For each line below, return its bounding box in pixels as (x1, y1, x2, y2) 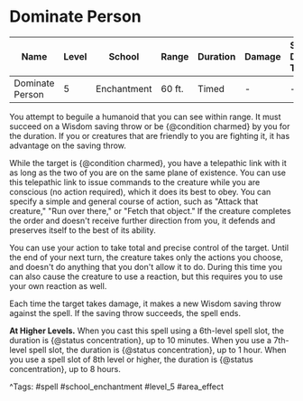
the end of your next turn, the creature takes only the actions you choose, (9, 251, 284, 263)
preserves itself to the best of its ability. (9, 224, 156, 236)
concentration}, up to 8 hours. (9, 363, 122, 374)
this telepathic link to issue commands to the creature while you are (9, 176, 261, 187)
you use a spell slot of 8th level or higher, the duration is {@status (9, 354, 254, 365)
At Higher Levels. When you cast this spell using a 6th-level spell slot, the (9, 325, 284, 336)
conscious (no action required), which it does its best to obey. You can (9, 186, 271, 197)
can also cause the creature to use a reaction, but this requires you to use (9, 271, 283, 282)
